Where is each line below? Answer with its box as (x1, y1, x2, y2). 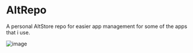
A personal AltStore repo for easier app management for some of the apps (6, 23, 188, 30)
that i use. (6, 29, 31, 36)
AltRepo (6, 3, 47, 17)
